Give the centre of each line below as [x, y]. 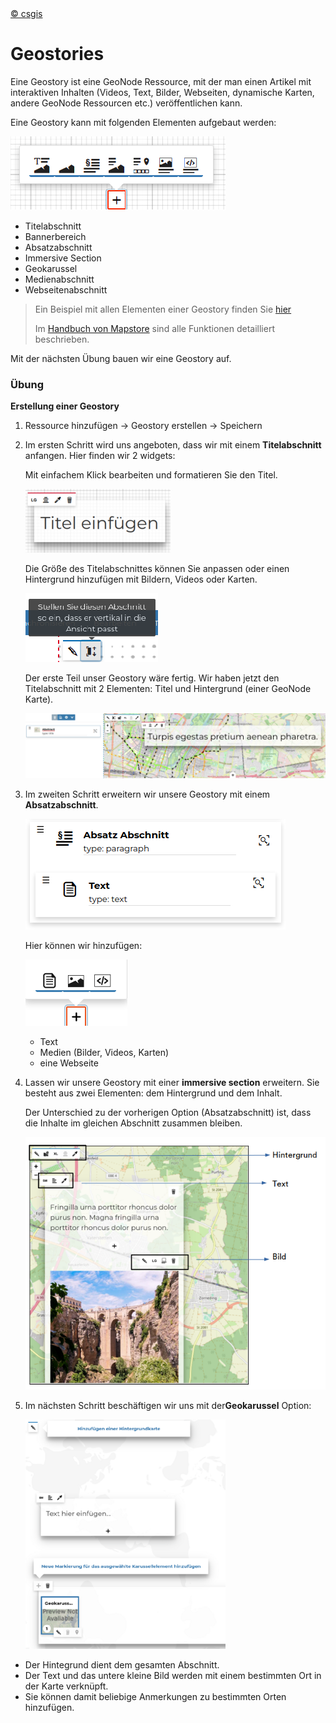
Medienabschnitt [59, 279]
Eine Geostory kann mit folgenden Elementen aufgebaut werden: [143, 122]
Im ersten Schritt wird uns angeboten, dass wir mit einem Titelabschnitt [173, 445]
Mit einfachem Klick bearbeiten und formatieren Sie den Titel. [151, 475]
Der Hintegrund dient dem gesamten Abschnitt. [122, 1664]
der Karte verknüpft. [66, 1686]
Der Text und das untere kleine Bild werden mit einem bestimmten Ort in [173, 1675]
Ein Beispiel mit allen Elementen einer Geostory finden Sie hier [163, 309]
